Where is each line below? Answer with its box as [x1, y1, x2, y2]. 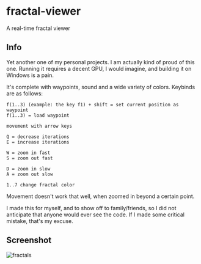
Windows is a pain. [6, 71, 54, 79]
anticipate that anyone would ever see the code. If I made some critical [6, 211, 185, 218]
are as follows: [6, 90, 43, 97]
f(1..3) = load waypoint [6, 112, 70, 119]
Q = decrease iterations [6, 133, 70, 140]
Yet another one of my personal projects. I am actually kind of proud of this [6, 58, 195, 65]
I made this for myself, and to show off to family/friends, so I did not [6, 204, 177, 211]
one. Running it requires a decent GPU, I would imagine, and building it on [6, 65, 192, 72]
